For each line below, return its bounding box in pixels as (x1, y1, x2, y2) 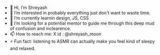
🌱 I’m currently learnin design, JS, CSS (9, 15, 89, 21)
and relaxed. (9, 46, 36, 51)
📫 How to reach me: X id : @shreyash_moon (9, 31, 102, 37)
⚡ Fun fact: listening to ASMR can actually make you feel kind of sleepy (9, 38, 155, 44)
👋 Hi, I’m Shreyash (9, 5, 48, 10)
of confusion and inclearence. (9, 26, 71, 31)
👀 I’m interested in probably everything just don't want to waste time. (9, 10, 151, 16)
